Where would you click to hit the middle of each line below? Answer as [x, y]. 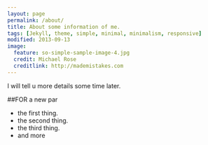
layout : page [26, 14]
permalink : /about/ [36, 20]
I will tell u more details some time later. [64, 85]
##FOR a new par [33, 99]
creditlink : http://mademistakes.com [69, 66]
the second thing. [43, 120]
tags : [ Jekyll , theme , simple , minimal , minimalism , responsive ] [104, 33]
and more [31, 135]
